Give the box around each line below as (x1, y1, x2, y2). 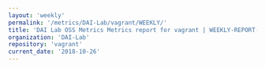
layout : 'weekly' (8, 11, 65, 20)
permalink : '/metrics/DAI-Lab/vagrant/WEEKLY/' (8, 19, 168, 27)
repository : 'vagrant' (8, 41, 83, 48)
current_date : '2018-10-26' (8, 48, 101, 55)
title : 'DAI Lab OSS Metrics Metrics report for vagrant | (8, 26, 207, 34)
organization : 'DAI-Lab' (8, 33, 90, 41)
